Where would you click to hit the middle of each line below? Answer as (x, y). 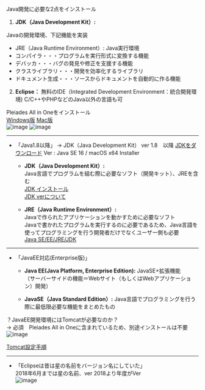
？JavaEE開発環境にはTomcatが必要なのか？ (63, 320)
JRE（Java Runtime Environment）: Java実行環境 (77, 48)
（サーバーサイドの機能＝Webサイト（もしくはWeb (89, 278)
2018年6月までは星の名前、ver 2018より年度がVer (78, 373)
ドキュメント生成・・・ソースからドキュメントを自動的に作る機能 (98, 79)
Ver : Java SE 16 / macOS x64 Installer (92, 153)
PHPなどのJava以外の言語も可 (85, 99)
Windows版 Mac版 (30, 120)
